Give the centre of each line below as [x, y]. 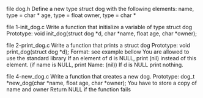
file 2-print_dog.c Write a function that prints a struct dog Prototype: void [98, 45]
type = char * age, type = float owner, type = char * [71, 15]
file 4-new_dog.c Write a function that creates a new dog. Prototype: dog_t [101, 76]
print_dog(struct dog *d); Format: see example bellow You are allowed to [98, 52]
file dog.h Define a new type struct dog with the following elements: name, [100, 9]
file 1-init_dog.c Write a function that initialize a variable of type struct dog [99, 27]
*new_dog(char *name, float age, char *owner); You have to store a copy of [102, 83]
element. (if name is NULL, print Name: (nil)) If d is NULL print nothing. [95, 65]
